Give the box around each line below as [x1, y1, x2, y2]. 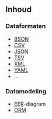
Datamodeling [5, 87, 47, 95]
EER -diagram [13, 100, 46, 107]
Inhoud [5, 5, 32, 15]
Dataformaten [5, 22, 46, 30]
